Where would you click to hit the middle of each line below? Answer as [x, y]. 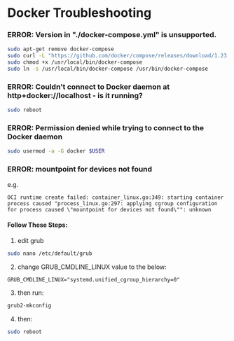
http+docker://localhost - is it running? [75, 95]
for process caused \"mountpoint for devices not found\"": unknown [109, 209]
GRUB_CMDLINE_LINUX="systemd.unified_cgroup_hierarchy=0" [94, 279]
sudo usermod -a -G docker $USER [56, 151]
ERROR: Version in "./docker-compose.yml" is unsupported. [112, 35]
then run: [30, 293]
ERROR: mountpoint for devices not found [80, 169]
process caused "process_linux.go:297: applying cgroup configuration [112, 203]
